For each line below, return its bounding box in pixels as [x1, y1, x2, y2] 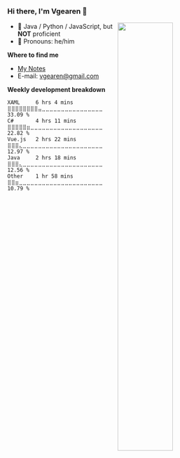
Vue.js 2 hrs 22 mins [7, 136, 77, 143]
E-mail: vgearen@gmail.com [17, 72, 99, 80]
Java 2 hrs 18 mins [7, 155, 77, 162]
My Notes [17, 65, 46, 73]
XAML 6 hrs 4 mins [7, 99, 74, 106]
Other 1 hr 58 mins [7, 173, 74, 180]
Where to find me [7, 51, 59, 59]
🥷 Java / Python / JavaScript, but [17, 22, 113, 31]
